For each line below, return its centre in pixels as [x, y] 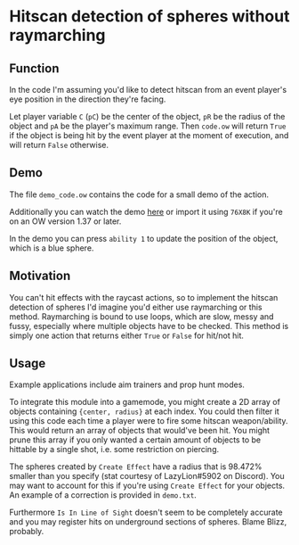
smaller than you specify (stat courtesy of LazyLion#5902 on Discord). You [147, 476]
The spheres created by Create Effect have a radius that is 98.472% [136, 467]
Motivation [40, 276]
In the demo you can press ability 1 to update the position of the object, [144, 238]
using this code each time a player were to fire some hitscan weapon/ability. [149, 421]
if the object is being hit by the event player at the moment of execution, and [149, 135]
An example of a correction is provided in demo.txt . [103, 495]
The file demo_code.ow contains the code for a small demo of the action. [139, 194]
